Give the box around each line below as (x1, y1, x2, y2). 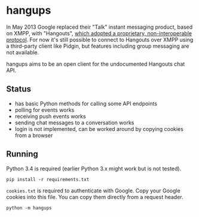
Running (6, 149, 39, 159)
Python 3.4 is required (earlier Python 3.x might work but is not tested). (6, 165, 182, 172)
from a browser (14, 132, 53, 139)
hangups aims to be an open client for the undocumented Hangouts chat (6, 60, 185, 68)
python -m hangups (6, 204, 52, 211)
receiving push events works (14, 112, 86, 120)
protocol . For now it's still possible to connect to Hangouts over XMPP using (6, 36, 194, 43)
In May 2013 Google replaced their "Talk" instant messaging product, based (6, 23, 193, 30)
